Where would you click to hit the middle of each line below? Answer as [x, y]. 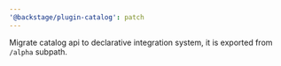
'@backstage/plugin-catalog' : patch [77, 17]
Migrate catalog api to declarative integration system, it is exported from [141, 42]
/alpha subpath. [39, 51]
